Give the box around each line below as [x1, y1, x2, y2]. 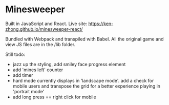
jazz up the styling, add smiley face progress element [12, 61, 126, 67]
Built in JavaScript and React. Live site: [5, 20, 88, 27]
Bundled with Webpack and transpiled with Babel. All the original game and [5, 36, 164, 42]
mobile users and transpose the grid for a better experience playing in [12, 83, 160, 89]
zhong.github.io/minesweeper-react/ [5, 26, 83, 32]
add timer [12, 72, 33, 78]
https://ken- [88, 20, 114, 27]
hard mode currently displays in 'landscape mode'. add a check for [12, 77, 154, 83]
